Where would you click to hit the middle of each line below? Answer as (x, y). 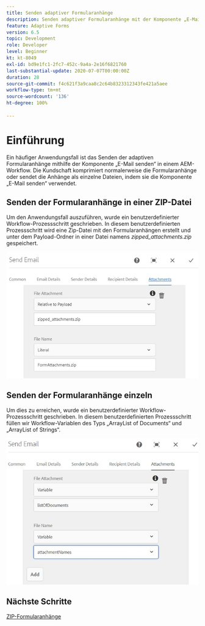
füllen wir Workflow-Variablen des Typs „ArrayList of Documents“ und (94, 423)
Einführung (35, 140)
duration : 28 (23, 77)
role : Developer (27, 45)
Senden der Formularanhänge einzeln (79, 396)
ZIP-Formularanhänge (34, 616)
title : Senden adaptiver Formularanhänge (60, 13)
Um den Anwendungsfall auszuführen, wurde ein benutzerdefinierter (93, 217)
